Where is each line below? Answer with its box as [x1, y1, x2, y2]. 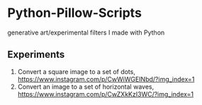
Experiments [7, 49, 65, 61]
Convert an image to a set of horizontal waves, [17, 82, 155, 91]
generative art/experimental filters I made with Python [7, 28, 165, 37]
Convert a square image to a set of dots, [17, 67, 136, 75]
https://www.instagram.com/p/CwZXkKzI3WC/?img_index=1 [17, 89, 193, 98]
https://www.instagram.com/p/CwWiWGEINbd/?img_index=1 [17, 75, 195, 83]
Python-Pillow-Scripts [7, 5, 142, 21]
